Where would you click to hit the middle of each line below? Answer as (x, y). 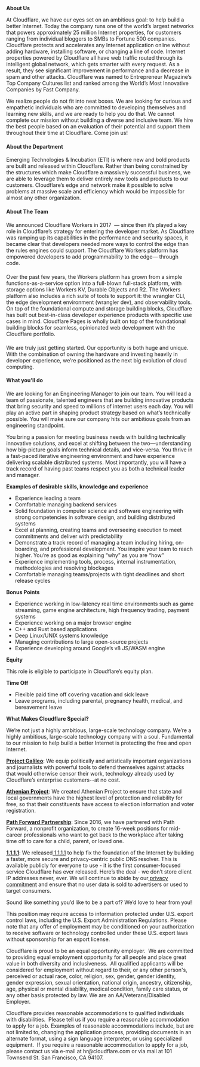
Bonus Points (23, 592)
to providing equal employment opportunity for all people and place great (96, 957)
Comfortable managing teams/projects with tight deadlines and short (100, 574)
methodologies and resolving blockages (64, 568)
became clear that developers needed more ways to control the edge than (98, 244)
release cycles (33, 580)
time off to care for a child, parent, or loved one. (65, 841)
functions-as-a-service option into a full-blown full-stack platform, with (94, 283)
